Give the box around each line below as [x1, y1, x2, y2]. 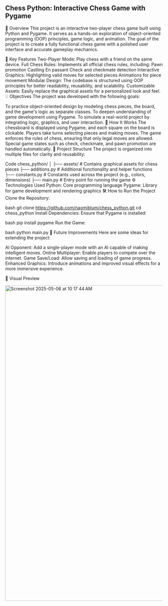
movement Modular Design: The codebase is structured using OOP [5, 77, 143, 83]
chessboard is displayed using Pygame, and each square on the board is [5, 125, 155, 131]
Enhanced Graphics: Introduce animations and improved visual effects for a [5, 260, 160, 266]
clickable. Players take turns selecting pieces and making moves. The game [5, 130, 161, 136]
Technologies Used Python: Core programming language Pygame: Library [5, 182, 157, 188]
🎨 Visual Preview [5, 275, 40, 281]
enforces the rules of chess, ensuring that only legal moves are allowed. [5, 135, 153, 141]
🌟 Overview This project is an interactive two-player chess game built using [5, 25, 161, 31]
